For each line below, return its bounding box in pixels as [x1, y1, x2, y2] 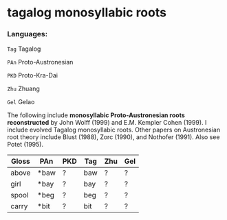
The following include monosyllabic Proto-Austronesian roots [7, 111, 186, 119]
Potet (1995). [7, 140, 43, 149]
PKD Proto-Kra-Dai [7, 71, 58, 80]
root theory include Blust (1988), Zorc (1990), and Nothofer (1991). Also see [7, 133, 220, 141]
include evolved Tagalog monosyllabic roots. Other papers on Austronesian [7, 125, 221, 134]
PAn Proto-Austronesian [7, 58, 74, 66]
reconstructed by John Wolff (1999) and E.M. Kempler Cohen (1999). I [7, 119, 207, 127]
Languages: [7, 29, 48, 39]
